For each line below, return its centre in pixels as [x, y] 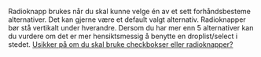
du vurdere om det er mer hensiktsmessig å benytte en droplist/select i [123, 36]
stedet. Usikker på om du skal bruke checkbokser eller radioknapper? [121, 45]
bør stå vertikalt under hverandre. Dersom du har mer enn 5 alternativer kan [131, 28]
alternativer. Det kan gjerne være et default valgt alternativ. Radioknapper [127, 20]
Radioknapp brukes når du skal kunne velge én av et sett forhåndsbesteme [130, 11]
